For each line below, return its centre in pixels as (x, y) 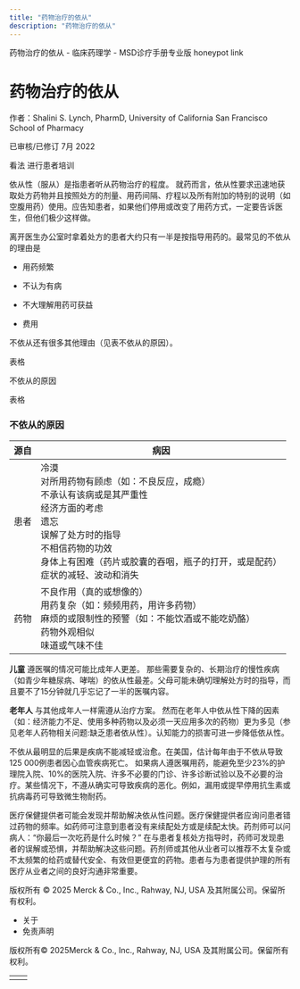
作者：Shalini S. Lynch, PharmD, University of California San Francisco (138, 118)
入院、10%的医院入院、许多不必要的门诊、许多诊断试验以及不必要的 (150, 774)
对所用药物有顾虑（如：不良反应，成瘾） (126, 481)
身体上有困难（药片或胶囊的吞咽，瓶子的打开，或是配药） (162, 561)
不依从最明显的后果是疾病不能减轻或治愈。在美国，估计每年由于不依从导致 (146, 752)
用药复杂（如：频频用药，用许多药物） (121, 605)
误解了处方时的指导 (81, 535)
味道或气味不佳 (72, 645)
